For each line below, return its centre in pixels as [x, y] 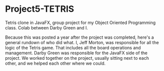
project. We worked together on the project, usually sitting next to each [77, 58]
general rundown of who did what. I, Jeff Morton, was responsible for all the [82, 42]
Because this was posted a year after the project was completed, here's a [80, 37]
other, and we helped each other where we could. [55, 63]
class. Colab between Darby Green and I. [47, 27]
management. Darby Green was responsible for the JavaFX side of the [76, 53]
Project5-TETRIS [40, 9]
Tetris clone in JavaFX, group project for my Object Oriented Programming [81, 23]
